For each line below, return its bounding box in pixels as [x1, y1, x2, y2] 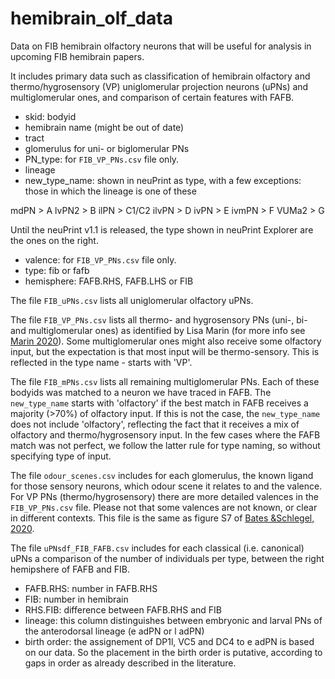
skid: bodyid [24, 110, 77, 122]
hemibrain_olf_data [10, 7, 173, 30]
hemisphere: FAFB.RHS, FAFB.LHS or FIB [24, 275, 194, 287]
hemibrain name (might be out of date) [24, 121, 185, 133]
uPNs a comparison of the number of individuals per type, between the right [10, 552, 325, 564]
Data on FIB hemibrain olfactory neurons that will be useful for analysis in [10, 40, 312, 52]
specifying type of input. [10, 450, 112, 462]
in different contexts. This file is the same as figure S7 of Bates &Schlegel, [10, 512, 315, 524]
